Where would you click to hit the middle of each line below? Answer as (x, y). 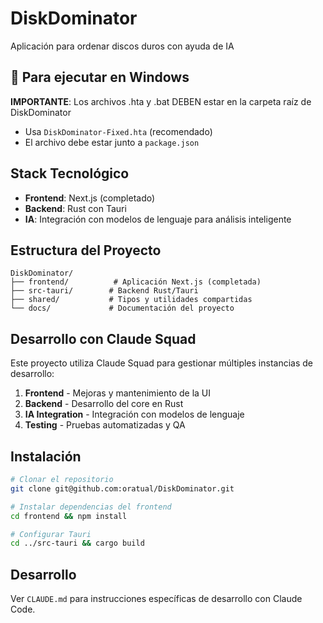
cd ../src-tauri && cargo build (77, 543)
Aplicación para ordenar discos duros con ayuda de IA (122, 46)
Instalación (46, 456)
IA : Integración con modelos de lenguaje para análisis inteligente (158, 219)
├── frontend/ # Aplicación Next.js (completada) (136, 282)
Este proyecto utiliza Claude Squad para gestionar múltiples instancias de (161, 363)
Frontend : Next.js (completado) (90, 198)
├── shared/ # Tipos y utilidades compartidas (131, 300)
